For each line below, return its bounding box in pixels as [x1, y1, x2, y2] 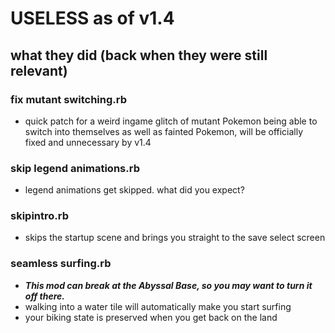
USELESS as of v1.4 [10, 7, 175, 30]
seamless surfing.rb [10, 257, 112, 271]
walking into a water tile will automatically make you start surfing [24, 300, 292, 312]
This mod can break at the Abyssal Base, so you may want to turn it [24, 279, 313, 291]
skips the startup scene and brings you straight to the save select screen [24, 232, 326, 244]
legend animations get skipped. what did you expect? [24, 184, 245, 196]
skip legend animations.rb [10, 161, 140, 175]
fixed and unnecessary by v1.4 [24, 136, 152, 148]
